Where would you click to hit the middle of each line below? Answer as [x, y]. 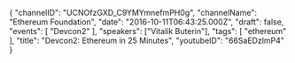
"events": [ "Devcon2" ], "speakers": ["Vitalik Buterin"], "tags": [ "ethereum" [148, 31]
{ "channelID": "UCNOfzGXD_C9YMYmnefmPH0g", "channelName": [133, 13]
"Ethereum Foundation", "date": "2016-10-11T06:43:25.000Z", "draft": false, [147, 22]
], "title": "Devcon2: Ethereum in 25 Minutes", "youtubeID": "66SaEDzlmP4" [147, 40]
